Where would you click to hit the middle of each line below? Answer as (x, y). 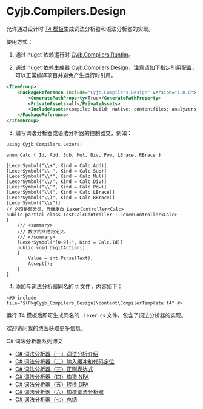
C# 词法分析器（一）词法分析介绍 (57, 354)
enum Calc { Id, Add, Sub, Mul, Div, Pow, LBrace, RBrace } (84, 155)
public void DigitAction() (51, 248)
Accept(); (40, 264)
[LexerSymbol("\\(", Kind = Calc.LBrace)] (61, 193)
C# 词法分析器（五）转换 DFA (52, 385)
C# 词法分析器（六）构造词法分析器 (59, 392)
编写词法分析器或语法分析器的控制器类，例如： (73, 133)
